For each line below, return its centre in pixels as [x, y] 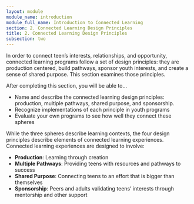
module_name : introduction [39, 17]
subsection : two [26, 39]
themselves [29, 182]
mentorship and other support [51, 195]
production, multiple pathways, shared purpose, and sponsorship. [94, 103]
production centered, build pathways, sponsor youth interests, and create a [97, 68]
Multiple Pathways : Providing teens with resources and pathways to [98, 163]
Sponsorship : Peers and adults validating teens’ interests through [94, 188]
